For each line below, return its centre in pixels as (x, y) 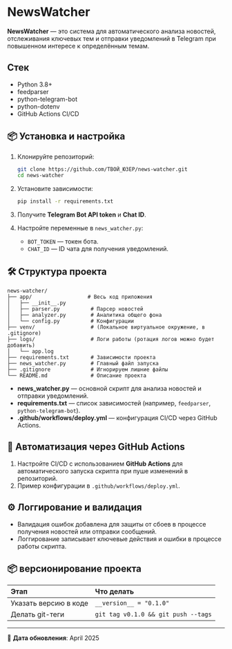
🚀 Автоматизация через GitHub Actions (96, 447)
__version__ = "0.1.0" (132, 603)
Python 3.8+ (35, 84)
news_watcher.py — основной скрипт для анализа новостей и (109, 389)
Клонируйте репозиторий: (56, 156)
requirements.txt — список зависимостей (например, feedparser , (114, 403)
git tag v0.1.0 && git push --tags (153, 614)
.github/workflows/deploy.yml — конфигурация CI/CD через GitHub (117, 418)
